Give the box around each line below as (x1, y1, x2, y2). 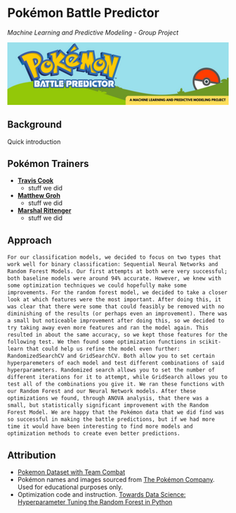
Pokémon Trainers (7, 157, 89, 170)
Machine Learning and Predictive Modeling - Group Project (7, 28, 179, 37)
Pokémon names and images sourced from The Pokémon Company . (17, 475, 216, 483)
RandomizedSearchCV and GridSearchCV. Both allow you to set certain (7, 352, 216, 360)
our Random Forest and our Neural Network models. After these (7, 388, 197, 395)
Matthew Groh (17, 192, 61, 200)
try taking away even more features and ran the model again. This (7, 324, 209, 332)
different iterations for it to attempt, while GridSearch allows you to (7, 373, 228, 381)
